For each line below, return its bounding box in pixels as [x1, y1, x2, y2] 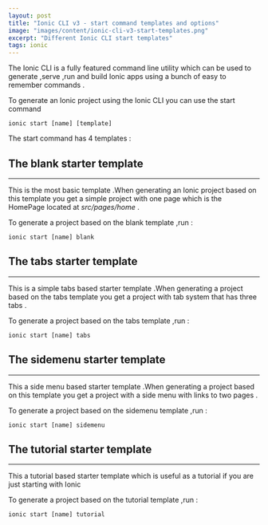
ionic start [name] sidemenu [8, 420, 105, 429]
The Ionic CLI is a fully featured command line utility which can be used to [8, 63, 251, 73]
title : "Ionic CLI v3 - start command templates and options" [8, 19, 219, 27]
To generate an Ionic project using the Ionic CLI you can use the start [8, 96, 235, 105]
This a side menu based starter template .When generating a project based [8, 381, 255, 391]
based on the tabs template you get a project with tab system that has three [8, 292, 258, 302]
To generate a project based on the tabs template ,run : [8, 316, 190, 326]
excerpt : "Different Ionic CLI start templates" [8, 34, 173, 42]
